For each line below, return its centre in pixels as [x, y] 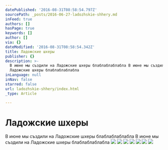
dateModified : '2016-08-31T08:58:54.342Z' [50, 47]
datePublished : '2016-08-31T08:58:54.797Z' [51, 10]
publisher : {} [20, 56]
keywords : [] [19, 33]
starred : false [21, 84]
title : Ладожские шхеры [30, 51]
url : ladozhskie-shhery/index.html [42, 89]
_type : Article [21, 93]
